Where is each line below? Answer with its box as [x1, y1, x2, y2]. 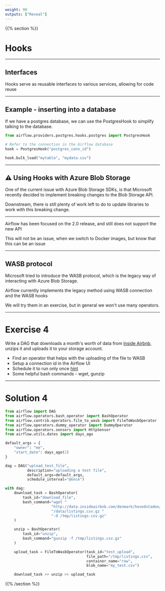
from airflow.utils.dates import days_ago [5, 432, 93, 437]
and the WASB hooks [5, 293, 48, 299]
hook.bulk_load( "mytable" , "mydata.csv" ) [5, 156, 91, 160]
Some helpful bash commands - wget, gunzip [12, 371, 105, 377]
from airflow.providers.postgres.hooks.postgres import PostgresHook [5, 133, 151, 138]
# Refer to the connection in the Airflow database [5, 142, 113, 147]
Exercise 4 [5, 324, 49, 335]
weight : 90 [5, 7, 27, 12]
